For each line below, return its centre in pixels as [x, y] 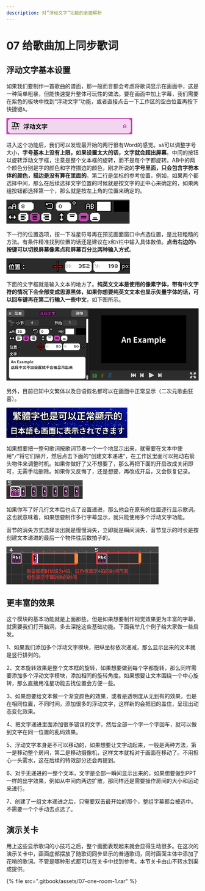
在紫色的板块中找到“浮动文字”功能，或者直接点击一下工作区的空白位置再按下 [102, 101]
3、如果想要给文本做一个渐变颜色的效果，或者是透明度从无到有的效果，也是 [102, 696]
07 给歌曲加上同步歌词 [63, 45]
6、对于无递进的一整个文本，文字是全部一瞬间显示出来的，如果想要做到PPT [101, 773]
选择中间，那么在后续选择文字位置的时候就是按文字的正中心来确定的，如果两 [103, 183]
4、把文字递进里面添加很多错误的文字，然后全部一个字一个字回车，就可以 [99, 724]
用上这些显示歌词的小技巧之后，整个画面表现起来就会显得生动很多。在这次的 [103, 846]
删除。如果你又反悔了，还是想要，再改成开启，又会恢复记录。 [116, 471]
